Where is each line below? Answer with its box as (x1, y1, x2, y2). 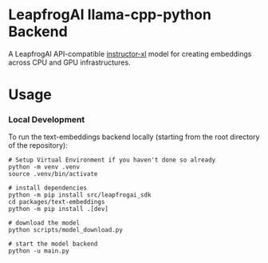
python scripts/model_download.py (8, 226, 124, 234)
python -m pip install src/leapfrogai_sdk (8, 191, 152, 199)
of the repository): (8, 141, 68, 150)
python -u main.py (8, 247, 69, 255)
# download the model (8, 219, 81, 227)
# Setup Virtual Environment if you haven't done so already (8, 156, 216, 165)
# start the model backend (8, 240, 98, 249)
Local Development (8, 114, 85, 126)
